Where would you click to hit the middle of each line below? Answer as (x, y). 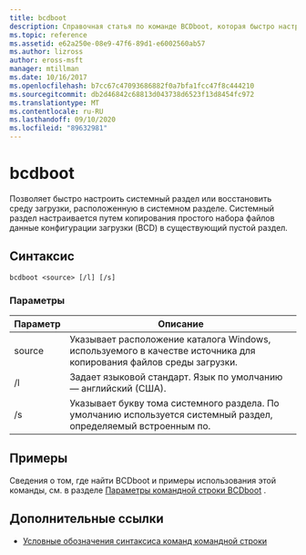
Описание (181, 324)
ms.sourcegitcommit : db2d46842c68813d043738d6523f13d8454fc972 (132, 94)
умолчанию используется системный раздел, (171, 414)
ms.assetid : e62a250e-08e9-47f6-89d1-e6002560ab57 (107, 43)
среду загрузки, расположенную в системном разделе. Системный (142, 208)
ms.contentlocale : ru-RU (56, 111)
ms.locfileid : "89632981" (58, 129)
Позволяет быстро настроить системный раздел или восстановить (141, 198)
